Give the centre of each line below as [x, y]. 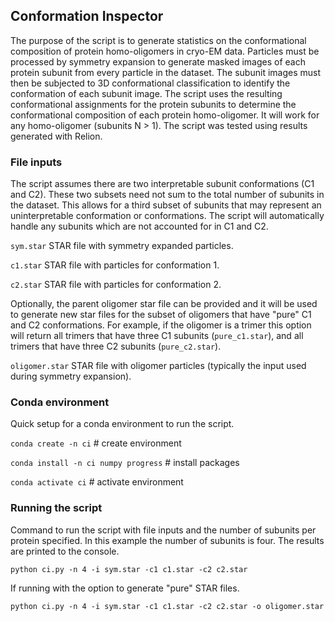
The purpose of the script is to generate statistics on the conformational [158, 40]
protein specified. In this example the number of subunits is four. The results [167, 540]
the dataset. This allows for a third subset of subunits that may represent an [166, 205]
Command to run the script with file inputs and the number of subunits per [163, 530]
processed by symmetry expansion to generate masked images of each [158, 61]
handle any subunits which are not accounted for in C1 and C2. [139, 226]
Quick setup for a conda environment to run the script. [122, 424]
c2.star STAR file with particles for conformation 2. [116, 285]
